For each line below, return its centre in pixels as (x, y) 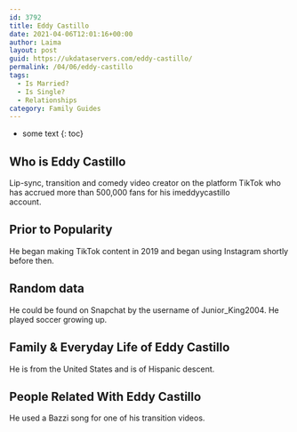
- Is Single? (41, 92)
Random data (47, 288)
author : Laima (36, 42)
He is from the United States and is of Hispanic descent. (112, 369)
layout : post (33, 51)
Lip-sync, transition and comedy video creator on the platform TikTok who (145, 183)
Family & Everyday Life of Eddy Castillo (120, 348)
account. (25, 202)
